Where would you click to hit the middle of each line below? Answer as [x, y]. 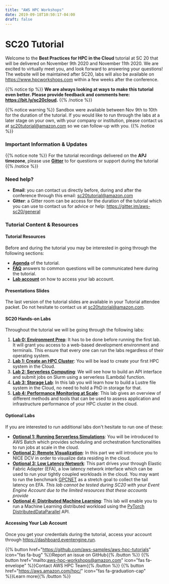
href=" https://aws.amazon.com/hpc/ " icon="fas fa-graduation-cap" [75, 571]
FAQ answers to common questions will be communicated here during [85, 268]
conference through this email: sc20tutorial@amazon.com [73, 195]
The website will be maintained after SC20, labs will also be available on [80, 74]
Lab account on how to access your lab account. [63, 279]
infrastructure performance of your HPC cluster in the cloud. [75, 404]
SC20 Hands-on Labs [28, 319]
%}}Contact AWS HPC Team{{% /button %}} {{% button [86, 565]
